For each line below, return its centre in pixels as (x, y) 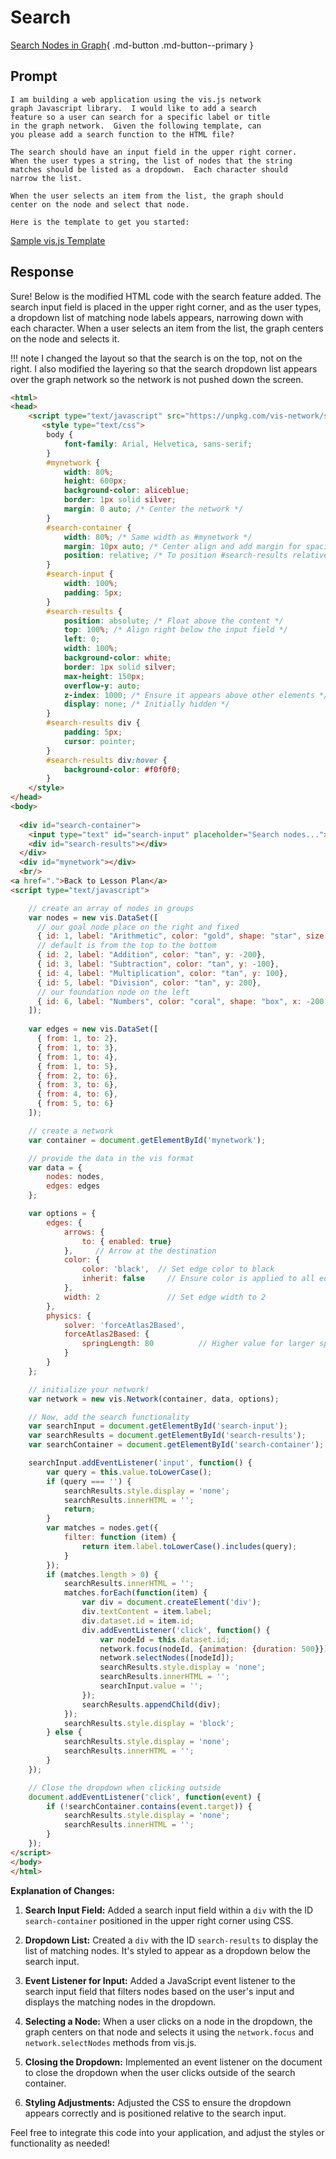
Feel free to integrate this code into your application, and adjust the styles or (167, 2132)
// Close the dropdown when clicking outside (125, 1787)
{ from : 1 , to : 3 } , (77, 1047)
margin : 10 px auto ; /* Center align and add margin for (182, 546)
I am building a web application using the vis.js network (136, 99)
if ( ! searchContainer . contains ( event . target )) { (149, 1806)
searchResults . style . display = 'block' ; (149, 1723)
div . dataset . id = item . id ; (138, 1621)
